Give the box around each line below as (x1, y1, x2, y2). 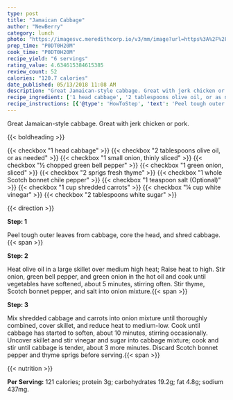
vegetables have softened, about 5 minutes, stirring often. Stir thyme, (7, 279, 205, 288)
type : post (7, 10, 39, 17)
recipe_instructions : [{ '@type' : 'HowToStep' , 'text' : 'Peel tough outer (7, 101, 225, 107)
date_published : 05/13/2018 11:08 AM (7, 81, 116, 88)
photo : (7, 36, 26, 43)
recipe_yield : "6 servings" (7, 55, 89, 62)
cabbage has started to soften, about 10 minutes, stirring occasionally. (7, 329, 208, 337)
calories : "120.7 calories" (7, 74, 89, 82)
